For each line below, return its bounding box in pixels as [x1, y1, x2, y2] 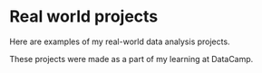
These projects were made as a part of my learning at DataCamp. [9, 53, 254, 64]
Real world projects [9, 6, 159, 27]
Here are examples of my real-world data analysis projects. [9, 36, 230, 47]
